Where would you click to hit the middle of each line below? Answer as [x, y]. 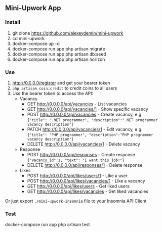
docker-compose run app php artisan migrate [59, 48]
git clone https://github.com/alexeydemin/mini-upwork [68, 33]
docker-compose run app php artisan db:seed [59, 54]
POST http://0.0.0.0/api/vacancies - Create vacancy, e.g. [85, 114]
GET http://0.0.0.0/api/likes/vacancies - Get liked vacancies [88, 191]
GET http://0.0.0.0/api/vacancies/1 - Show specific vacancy [87, 109]
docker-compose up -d [36, 44]
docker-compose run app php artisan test [48, 225]
